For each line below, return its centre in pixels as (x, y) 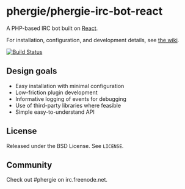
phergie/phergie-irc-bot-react (85, 11)
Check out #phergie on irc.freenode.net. (57, 180)
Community (29, 165)
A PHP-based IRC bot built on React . (52, 28)
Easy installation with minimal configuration (70, 86)
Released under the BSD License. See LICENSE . (65, 146)
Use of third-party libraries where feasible (68, 105)
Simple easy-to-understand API (55, 112)
